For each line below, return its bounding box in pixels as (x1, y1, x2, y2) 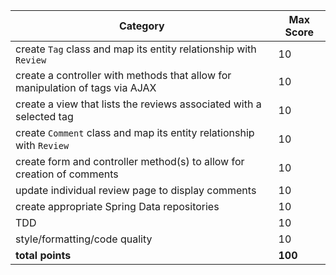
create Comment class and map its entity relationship (15, 126, 255, 139)
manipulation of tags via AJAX (15, 81, 157, 94)
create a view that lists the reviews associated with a (15, 97, 262, 111)
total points (15, 249, 72, 262)
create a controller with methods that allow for (15, 69, 232, 82)
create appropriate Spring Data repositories (15, 200, 220, 213)
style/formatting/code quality (15, 232, 153, 246)
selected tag (15, 110, 74, 123)
